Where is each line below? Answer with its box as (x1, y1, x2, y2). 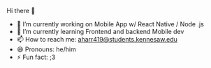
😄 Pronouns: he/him (16, 45, 76, 53)
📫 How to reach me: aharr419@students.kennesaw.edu (16, 35, 177, 43)
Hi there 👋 (6, 7, 36, 15)
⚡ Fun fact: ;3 (16, 53, 56, 61)
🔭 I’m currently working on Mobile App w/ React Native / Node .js (16, 20, 204, 28)
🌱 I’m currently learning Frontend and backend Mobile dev (16, 28, 184, 35)
